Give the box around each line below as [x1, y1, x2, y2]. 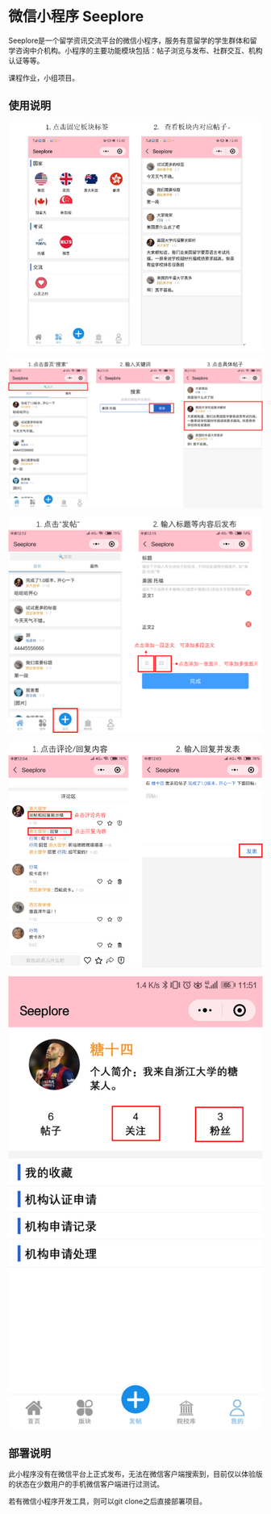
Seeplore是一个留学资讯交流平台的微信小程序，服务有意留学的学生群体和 [8, 36, 250, 45]
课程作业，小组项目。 [8, 73, 79, 82]
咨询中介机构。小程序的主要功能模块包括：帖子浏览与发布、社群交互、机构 [15, 45, 263, 55]
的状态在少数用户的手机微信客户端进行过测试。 [8, 1479, 164, 1489]
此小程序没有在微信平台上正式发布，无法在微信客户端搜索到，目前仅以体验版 [8, 1470, 263, 1479]
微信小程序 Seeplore [8, 7, 144, 26]
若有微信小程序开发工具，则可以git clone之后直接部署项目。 [8, 1496, 207, 1506]
